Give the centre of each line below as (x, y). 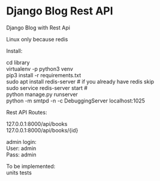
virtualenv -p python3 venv (40, 69)
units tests (19, 173)
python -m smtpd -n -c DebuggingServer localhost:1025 (76, 101)
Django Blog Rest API (60, 11)
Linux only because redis (37, 39)
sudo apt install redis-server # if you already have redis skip (80, 82)
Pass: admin (21, 155)
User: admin (21, 148)
